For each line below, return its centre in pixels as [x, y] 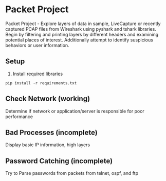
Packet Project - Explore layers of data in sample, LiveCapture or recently [83, 24]
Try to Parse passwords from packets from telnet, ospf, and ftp [72, 173]
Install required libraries [38, 74]
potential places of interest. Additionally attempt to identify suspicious [79, 40]
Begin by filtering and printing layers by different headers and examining [82, 34]
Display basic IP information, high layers [48, 145]
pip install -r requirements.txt [41, 83]
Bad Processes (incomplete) [51, 132]
